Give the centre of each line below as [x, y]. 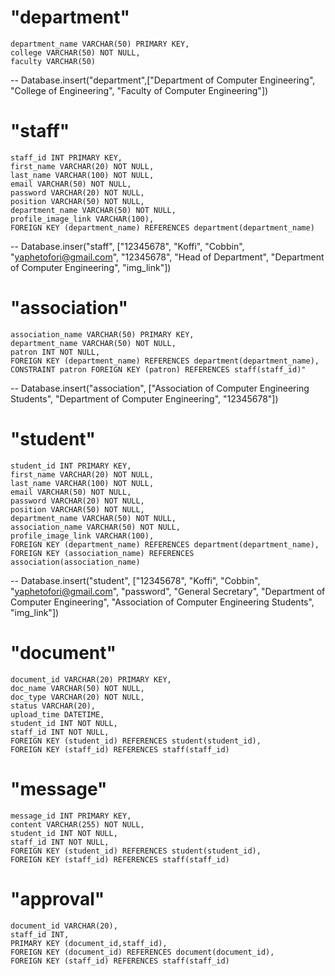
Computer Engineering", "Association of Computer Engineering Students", [162, 602]
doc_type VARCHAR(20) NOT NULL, [77, 697]
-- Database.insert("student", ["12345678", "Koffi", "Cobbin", [135, 580]
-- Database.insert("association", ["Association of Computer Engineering [160, 388]
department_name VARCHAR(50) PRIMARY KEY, [100, 44]
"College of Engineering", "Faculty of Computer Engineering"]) [139, 90]
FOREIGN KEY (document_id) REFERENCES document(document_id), [142, 952]
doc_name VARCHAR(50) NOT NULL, [77, 688]
